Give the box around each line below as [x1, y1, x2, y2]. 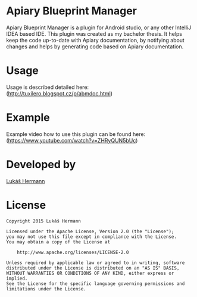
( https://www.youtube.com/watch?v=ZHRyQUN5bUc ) [6, 137, 138, 144]
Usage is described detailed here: [6, 83, 89, 91]
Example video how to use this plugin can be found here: [6, 130, 146, 138]
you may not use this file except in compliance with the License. [6, 234, 177, 240]
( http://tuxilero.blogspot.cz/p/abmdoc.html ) [6, 89, 113, 97]
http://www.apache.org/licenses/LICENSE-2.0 [17, 249, 129, 255]
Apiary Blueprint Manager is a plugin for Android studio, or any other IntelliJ [6, 24, 192, 31]
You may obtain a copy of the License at [6, 239, 111, 245]
